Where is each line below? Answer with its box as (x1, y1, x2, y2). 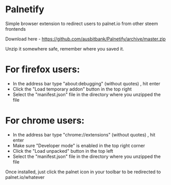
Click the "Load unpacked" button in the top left (12, 148, 113, 154)
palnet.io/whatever (5, 174, 45, 180)
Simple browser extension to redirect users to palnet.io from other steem (5, 20, 158, 27)
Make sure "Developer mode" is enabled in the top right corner (12, 142, 145, 149)
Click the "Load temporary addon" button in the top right (12, 86, 132, 92)
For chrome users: (5, 115, 85, 126)
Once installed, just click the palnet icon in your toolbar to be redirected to (5, 169, 161, 175)
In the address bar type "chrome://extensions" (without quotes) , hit (12, 131, 156, 137)
